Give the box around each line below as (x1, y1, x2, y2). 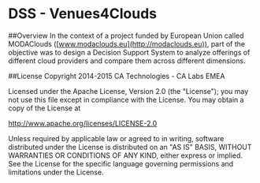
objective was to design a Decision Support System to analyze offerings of (8, 47, 251, 57)
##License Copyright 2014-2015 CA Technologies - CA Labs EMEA (8, 71, 225, 80)
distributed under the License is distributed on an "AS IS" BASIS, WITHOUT (8, 142, 252, 151)
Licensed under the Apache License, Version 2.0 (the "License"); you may (8, 86, 249, 95)
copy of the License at (8, 103, 81, 113)
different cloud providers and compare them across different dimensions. (8, 56, 246, 65)
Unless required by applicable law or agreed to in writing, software (8, 133, 225, 143)
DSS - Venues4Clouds (8, 5, 158, 23)
